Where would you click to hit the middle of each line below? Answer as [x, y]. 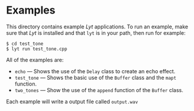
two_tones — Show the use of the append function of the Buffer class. [99, 90]
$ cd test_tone [25, 44]
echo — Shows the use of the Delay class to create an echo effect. [95, 71]
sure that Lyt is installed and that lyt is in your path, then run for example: [96, 32]
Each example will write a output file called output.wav [72, 102]
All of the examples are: [35, 60]
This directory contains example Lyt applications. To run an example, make [97, 27]
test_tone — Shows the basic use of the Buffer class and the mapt [95, 77]
